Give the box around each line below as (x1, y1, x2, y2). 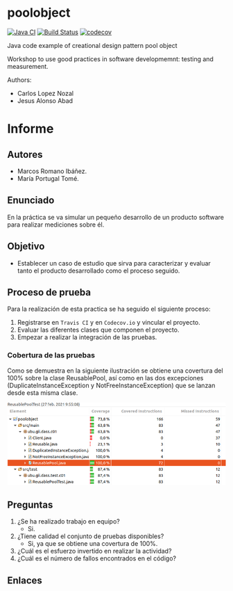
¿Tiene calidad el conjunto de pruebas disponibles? (17, 532, 164, 540)
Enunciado (7, 195, 55, 207)
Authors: (7, 75, 32, 84)
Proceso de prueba (7, 286, 92, 298)
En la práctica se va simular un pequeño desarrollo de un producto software (7, 213, 224, 221)
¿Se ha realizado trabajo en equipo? (17, 517, 120, 526)
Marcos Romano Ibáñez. (17, 167, 87, 175)
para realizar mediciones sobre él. (7, 220, 105, 229)
